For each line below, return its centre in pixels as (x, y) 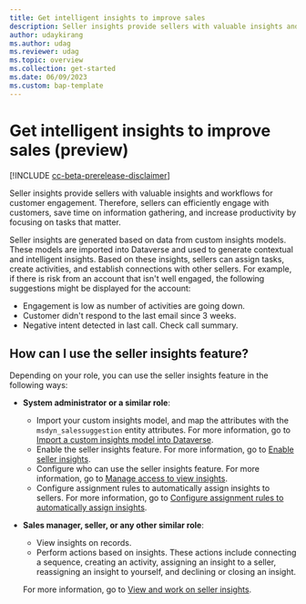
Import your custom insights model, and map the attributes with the (163, 421)
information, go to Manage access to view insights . (132, 478)
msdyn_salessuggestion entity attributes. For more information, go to (163, 430)
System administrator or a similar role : (97, 403)
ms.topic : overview (46, 60)
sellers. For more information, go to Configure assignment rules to (160, 498)
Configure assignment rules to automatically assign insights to (153, 488)
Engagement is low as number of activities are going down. (134, 305)
